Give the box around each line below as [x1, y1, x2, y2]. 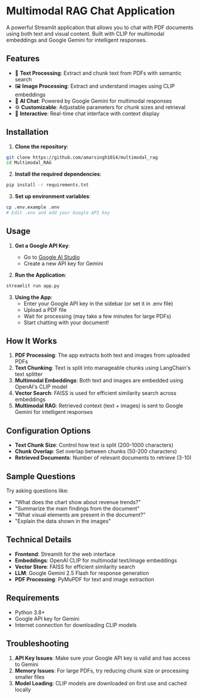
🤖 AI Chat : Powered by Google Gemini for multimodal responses [14, 97, 172, 105]
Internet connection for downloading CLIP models [14, 621, 137, 628]
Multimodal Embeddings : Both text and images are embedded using [14, 377, 184, 384]
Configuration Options [6, 426, 91, 436]
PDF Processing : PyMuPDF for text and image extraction [14, 575, 154, 583]
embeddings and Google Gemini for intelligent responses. [6, 36, 147, 43]
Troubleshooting [6, 638, 70, 649]
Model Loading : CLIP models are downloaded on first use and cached [14, 679, 187, 687]
